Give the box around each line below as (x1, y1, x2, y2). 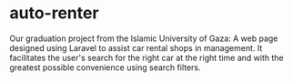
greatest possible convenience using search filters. (9, 62, 202, 73)
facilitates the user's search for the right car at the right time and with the (9, 52, 284, 63)
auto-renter (9, 3, 99, 24)
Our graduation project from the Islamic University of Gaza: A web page (9, 33, 278, 44)
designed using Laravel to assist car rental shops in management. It (9, 42, 263, 53)
